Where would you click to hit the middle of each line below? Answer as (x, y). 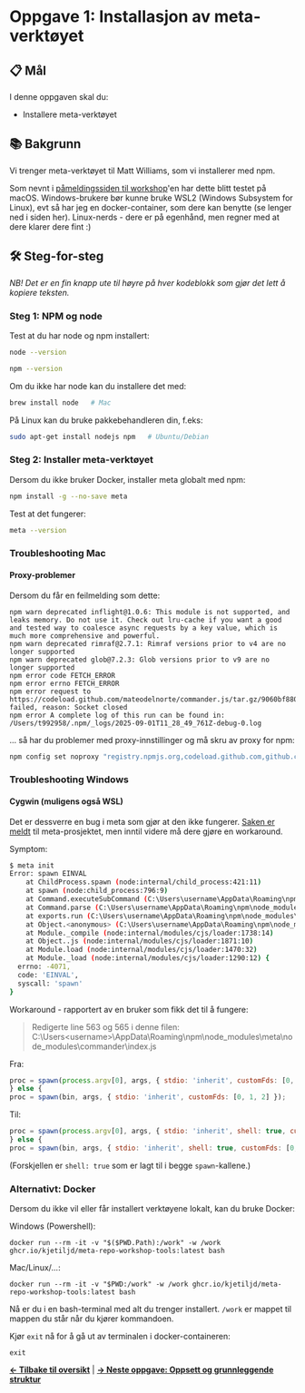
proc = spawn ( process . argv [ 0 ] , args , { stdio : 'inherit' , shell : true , (148, 1132)
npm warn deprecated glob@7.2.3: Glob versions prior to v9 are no (140, 660)
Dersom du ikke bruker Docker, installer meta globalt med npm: (128, 479)
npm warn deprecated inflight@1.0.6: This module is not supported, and (150, 612)
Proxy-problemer (42, 574)
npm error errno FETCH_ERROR (64, 683)
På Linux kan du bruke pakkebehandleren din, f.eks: (106, 420)
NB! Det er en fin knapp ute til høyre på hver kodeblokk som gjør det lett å (148, 282)
